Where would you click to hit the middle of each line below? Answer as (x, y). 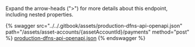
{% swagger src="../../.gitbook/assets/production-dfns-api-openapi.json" (94, 26)
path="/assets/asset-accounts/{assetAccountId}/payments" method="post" (97, 32)
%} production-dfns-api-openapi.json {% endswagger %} (76, 38)
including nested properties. (40, 15)
